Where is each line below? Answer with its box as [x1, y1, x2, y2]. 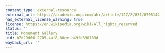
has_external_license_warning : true [5, 17, 83, 22]
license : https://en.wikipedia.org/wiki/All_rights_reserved [5, 21, 138, 27]
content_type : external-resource [5, 7, 76, 13]
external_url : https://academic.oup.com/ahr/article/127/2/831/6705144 [5, 12, 160, 17]
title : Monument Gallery [5, 31, 58, 36]
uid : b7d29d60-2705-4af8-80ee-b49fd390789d [5, 36, 99, 41]
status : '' [5, 26, 28, 31]
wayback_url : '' [5, 40, 40, 45]
